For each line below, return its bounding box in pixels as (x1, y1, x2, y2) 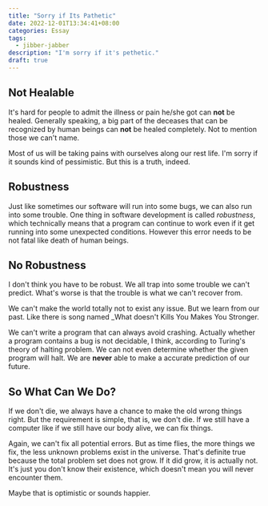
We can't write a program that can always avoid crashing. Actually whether (8, 327, 256, 337)
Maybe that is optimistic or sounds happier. (8, 488, 150, 498)
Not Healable (8, 86, 74, 100)
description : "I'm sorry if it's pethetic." (8, 49, 159, 57)
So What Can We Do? (8, 385, 117, 399)
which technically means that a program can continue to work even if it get (8, 218, 255, 228)
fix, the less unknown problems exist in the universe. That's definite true (8, 448, 246, 457)
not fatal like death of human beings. (8, 235, 130, 245)
